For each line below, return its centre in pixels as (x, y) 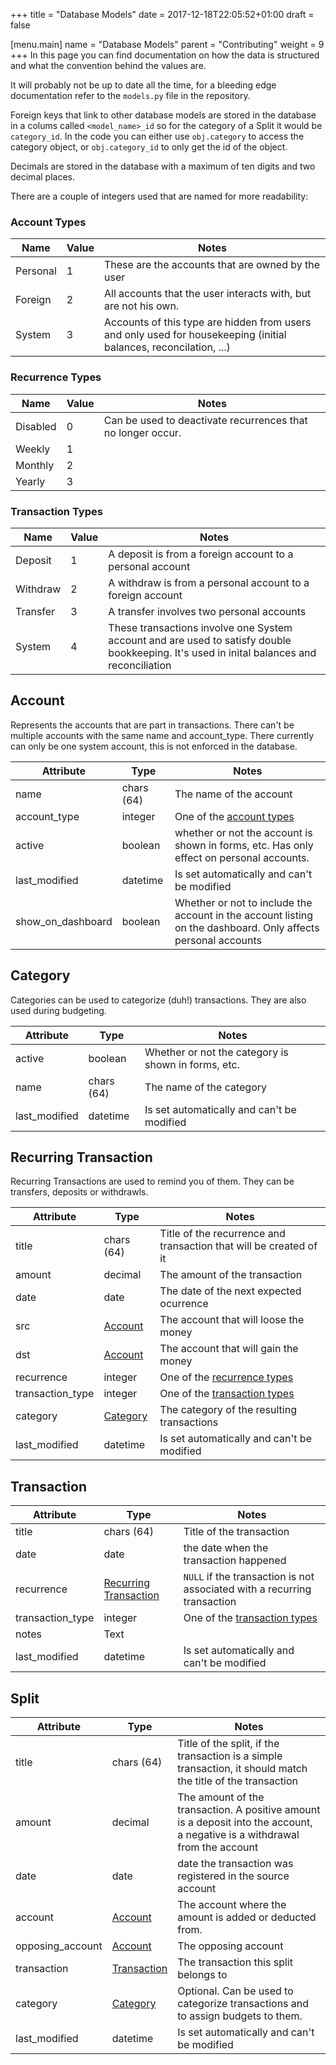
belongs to (202, 1974)
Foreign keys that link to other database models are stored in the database (163, 115)
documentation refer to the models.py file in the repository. (130, 95)
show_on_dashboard (64, 921)
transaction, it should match (242, 1768)
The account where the (232, 1904)
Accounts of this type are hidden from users (207, 322)
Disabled (36, 426)
